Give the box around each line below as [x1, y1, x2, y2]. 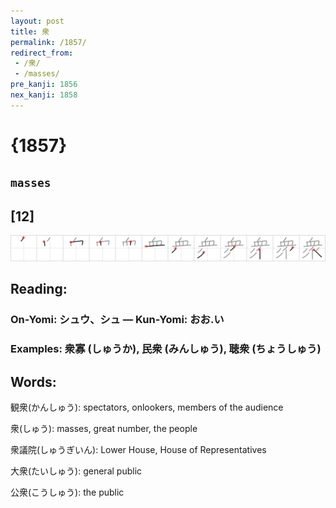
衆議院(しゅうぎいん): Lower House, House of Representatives [10, 444, 267, 456]
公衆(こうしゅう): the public [10, 486, 125, 499]
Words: [10, 373, 57, 390]
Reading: [10, 281, 68, 298]
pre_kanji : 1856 [10, 80, 78, 90]
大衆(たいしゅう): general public [10, 465, 143, 477]
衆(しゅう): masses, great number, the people [10, 423, 198, 435]
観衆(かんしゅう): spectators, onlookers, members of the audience [10, 401, 284, 414]
